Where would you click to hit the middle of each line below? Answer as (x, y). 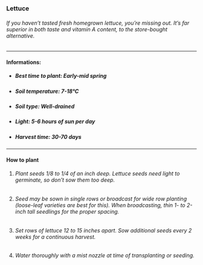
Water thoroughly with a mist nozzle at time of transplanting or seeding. (105, 255)
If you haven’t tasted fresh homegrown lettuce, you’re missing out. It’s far (98, 23)
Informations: (24, 62)
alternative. (21, 36)
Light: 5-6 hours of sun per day (55, 121)
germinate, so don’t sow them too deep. (65, 180)
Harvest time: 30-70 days (48, 136)
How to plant (23, 160)
